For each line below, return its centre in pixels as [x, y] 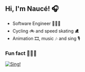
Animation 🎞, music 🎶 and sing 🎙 [46, 38]
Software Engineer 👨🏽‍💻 [36, 23]
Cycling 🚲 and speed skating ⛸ [45, 31]
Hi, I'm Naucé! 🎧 [32, 9]
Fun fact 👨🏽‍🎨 [21, 53]
